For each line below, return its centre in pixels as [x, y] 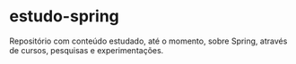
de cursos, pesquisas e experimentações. [87, 50]
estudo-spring [64, 16]
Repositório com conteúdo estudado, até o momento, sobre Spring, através [148, 41]
